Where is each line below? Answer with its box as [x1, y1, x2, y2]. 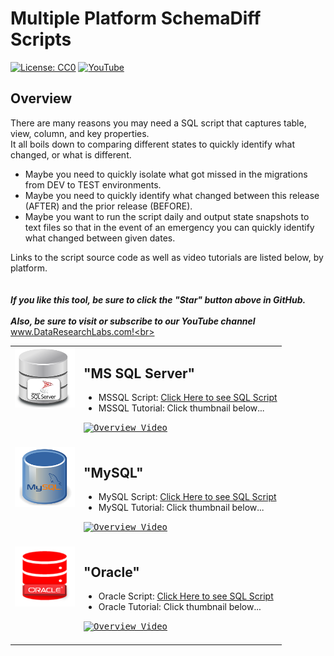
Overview [10, 90, 73, 107]
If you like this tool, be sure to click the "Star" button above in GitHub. [10, 293, 307, 306]
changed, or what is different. [10, 148, 132, 161]
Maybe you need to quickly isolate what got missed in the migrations [24, 168, 308, 180]
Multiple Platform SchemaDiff [10, 7, 262, 30]
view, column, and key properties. [10, 127, 150, 139]
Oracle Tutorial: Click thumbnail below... [98, 601, 262, 613]
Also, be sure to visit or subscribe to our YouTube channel [10, 315, 256, 327]
